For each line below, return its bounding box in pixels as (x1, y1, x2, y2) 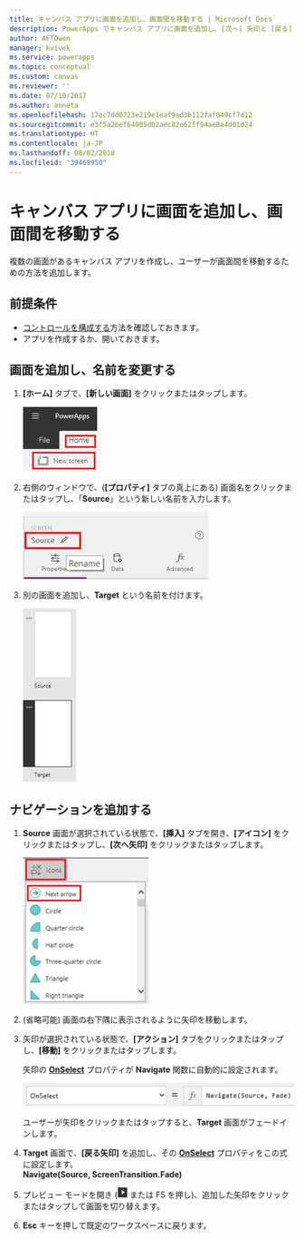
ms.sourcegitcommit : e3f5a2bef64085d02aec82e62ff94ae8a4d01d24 (9, 120, 253, 129)
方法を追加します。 (24, 267, 97, 278)
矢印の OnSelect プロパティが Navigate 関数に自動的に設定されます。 (22, 1064, 283, 1075)
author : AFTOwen (9, 34, 71, 43)
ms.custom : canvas (9, 73, 79, 82)
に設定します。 (22, 1158, 79, 1169)
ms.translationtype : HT (9, 130, 100, 139)
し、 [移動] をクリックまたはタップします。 (22, 1045, 181, 1056)
